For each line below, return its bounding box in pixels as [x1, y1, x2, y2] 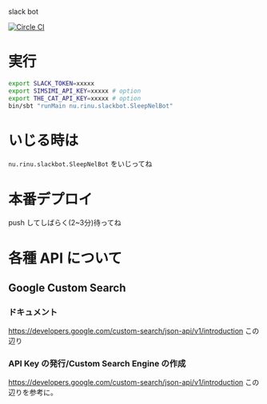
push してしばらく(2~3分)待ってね [8, 218, 122, 228]
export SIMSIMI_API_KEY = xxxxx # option [8, 87, 141, 95]
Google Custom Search [8, 281, 126, 295]
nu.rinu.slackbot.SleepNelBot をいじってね [8, 159, 153, 168]
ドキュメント [8, 307, 58, 318]
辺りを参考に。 [8, 387, 58, 398]
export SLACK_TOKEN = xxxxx [8, 79, 94, 87]
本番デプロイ [8, 190, 94, 208]
